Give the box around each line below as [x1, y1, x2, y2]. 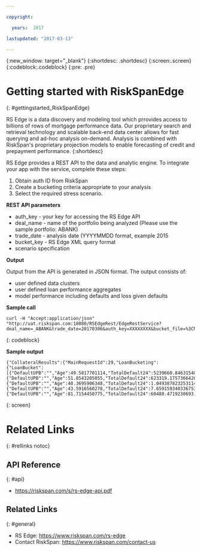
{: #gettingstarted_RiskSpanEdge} [6, 104, 90, 111]
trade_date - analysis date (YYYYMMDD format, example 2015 [14, 232, 169, 239]
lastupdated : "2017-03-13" [6, 35, 74, 42]
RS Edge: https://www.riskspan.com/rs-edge [14, 532, 126, 539]
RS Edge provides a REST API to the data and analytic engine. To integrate [6, 159, 190, 166]
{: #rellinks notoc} [6, 442, 50, 449]
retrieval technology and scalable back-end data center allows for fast [6, 129, 179, 136]
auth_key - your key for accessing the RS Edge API [14, 213, 141, 220]
